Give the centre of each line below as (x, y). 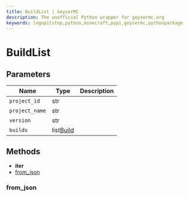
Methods (23, 151)
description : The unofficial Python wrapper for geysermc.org (85, 17)
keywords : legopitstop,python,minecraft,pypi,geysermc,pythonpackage (95, 23)
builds (19, 130)
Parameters (28, 74)
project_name (28, 111)
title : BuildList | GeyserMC (42, 12)
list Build (63, 130)
